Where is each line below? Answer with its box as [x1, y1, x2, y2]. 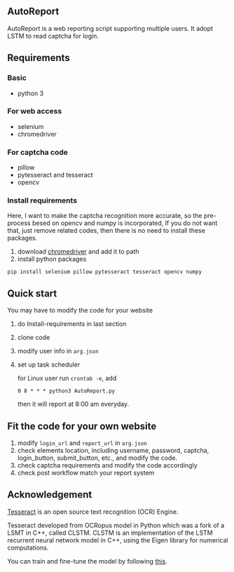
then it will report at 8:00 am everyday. [17, 400, 130, 409]
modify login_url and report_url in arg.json [17, 439, 147, 447]
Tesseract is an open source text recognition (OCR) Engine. [7, 508, 179, 516]
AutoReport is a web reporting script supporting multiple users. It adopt [7, 24, 214, 32]
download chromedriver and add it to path [17, 247, 139, 256]
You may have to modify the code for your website [7, 306, 153, 315]
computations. [7, 543, 49, 552]
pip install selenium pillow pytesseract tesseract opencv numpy [7, 268, 202, 275]
